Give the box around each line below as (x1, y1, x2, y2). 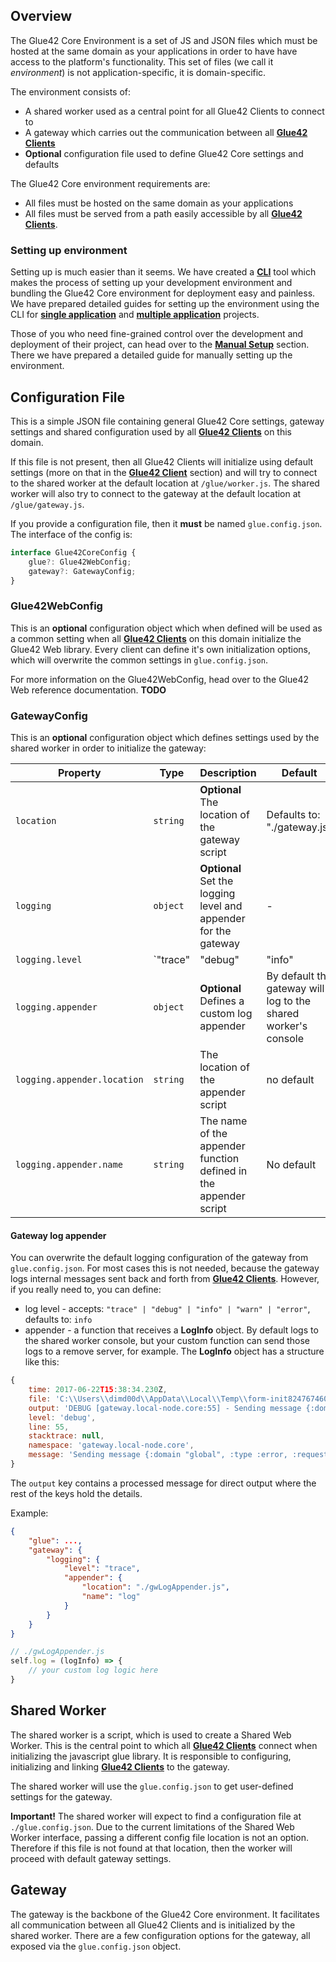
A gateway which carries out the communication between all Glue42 (24, 126, 308, 138)
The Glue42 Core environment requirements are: (10, 177, 211, 189)
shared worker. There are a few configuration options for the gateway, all (10, 1929, 311, 1941)
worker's (266, 1019, 308, 1033)
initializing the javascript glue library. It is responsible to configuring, (10, 1750, 292, 1762)
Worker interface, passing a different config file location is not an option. (10, 1831, 310, 1843)
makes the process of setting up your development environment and (10, 277, 293, 289)
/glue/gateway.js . (10, 498, 85, 510)
